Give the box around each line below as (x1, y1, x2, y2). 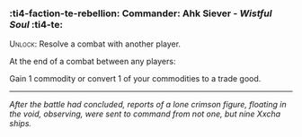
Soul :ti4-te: (9, 18, 63, 30)
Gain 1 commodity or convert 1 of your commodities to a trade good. (9, 73, 262, 84)
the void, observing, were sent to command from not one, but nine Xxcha (9, 108, 281, 119)
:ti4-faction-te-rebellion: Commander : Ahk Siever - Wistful (9, 7, 272, 20)
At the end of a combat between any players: (9, 56, 176, 67)
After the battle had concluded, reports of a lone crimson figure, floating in (9, 99, 287, 110)
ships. (9, 118, 32, 129)
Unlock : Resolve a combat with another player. (9, 39, 182, 49)
